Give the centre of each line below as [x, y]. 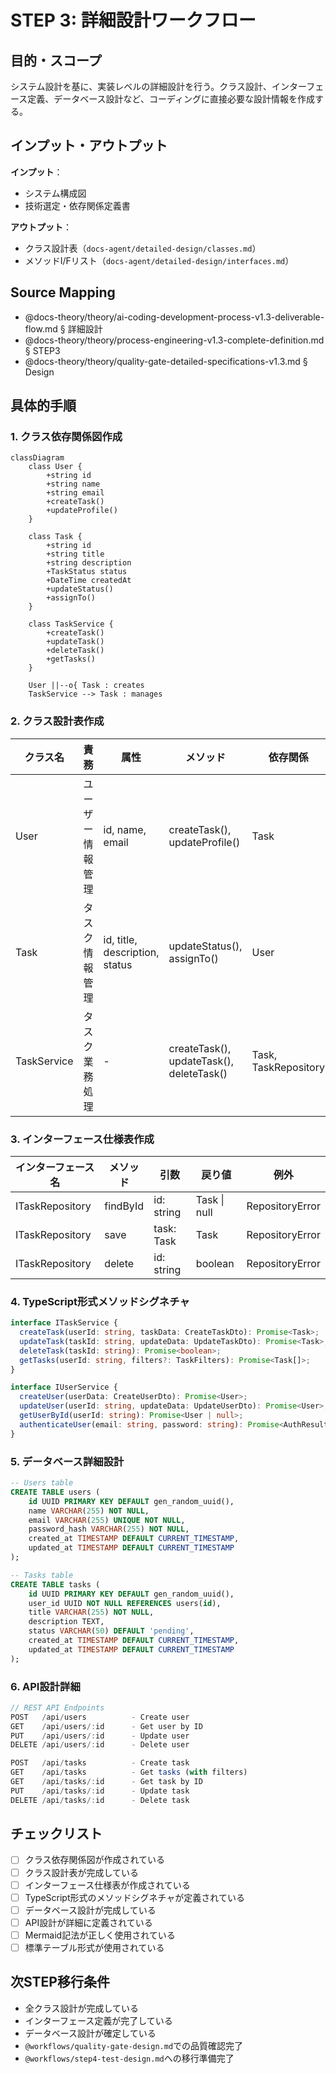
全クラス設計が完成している [82, 2008]
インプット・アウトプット [89, 146]
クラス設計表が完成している [82, 1872]
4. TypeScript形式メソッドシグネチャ [100, 1301]
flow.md [41, 328]
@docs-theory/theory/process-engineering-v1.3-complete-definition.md [174, 340]
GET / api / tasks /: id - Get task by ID [106, 1782]
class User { [55, 467]
